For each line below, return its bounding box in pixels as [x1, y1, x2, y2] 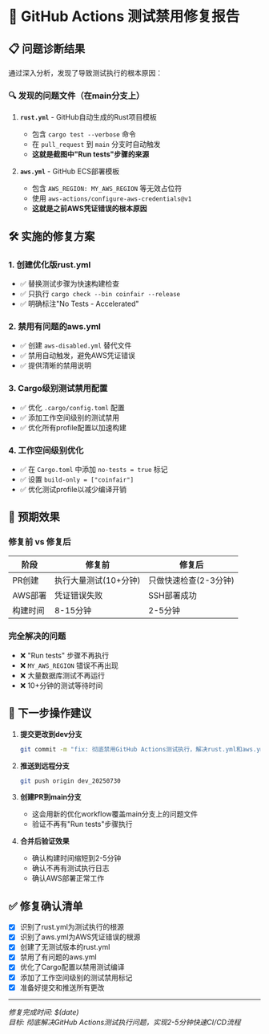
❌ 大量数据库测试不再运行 [19, 670, 106, 680]
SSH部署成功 [147, 589, 198, 600]
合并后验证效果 [19, 837, 70, 846]
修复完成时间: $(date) [8, 1007, 79, 1016]
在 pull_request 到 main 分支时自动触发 [31, 140, 161, 149]
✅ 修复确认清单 [8, 899, 83, 913]
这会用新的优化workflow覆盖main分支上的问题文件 [31, 809, 199, 819]
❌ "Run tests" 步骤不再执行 [19, 650, 110, 660]
